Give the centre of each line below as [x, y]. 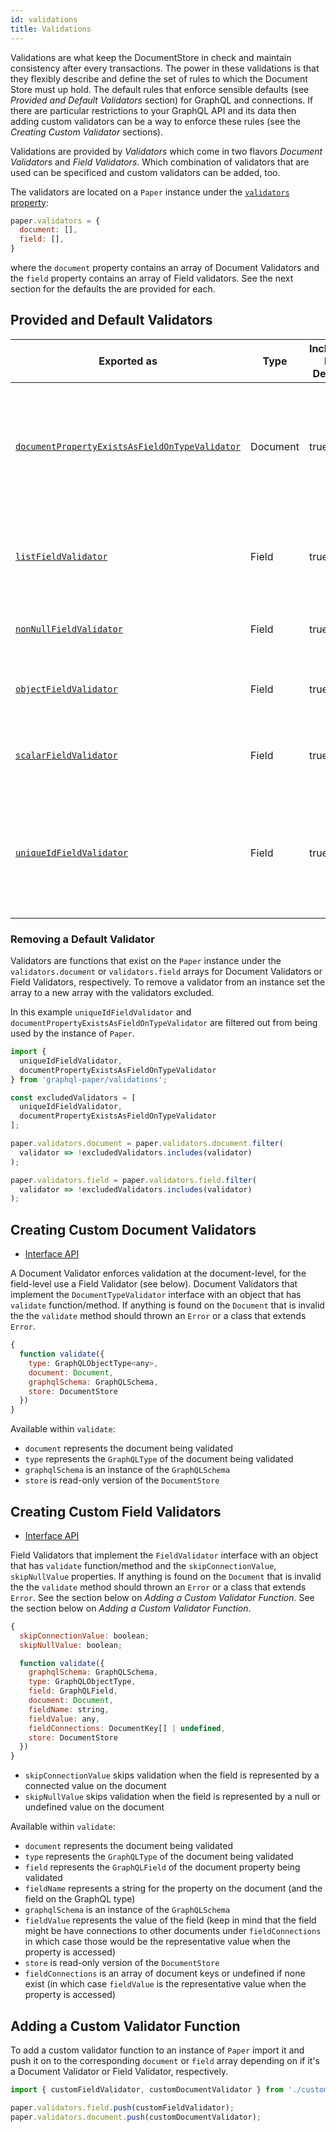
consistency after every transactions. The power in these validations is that [165, 68]
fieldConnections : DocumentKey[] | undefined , [127, 1728]
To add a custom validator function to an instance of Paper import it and [157, 2050]
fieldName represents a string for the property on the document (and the [173, 1888]
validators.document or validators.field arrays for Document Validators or [166, 972]
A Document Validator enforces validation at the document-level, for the [158, 1273]
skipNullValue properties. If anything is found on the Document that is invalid [166, 1576]
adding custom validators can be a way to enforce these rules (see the [156, 121]
